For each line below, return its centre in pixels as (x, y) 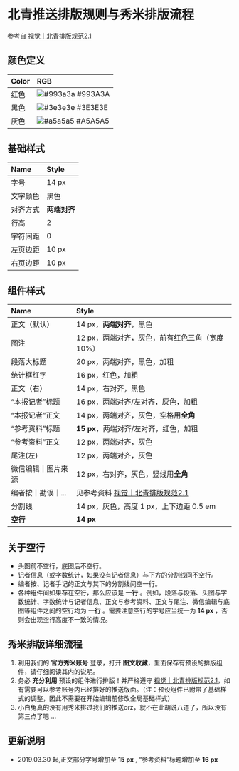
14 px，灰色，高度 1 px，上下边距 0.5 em (146, 506)
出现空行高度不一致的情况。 (71, 620)
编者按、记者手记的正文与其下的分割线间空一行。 (89, 584)
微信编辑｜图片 (36, 469)
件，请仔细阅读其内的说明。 (58, 671)
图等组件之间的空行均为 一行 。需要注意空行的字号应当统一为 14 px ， (119, 610)
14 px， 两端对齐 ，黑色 (114, 324)
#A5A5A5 (93, 121)
